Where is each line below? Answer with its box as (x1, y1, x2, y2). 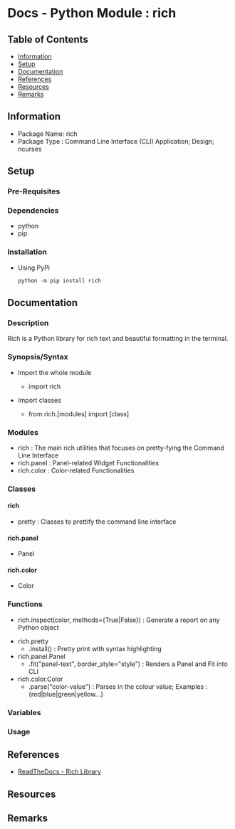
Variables (7, 707, 41, 717)
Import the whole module (17, 368, 92, 376)
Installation (7, 247, 48, 257)
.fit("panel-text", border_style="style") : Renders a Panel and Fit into (28, 660, 228, 668)
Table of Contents (7, 33, 89, 46)
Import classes (17, 396, 62, 404)
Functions (7, 599, 43, 609)
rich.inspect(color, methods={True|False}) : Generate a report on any (17, 616, 220, 624)
